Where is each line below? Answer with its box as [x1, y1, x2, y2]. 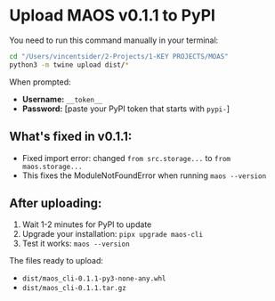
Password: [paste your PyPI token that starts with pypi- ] [21, 103, 230, 114]
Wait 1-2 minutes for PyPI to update [21, 219, 152, 230]
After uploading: [9, 195, 102, 210]
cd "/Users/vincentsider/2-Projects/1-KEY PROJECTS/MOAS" [9, 52, 229, 61]
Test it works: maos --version [21, 238, 131, 249]
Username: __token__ [21, 94, 103, 104]
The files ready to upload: [9, 256, 104, 266]
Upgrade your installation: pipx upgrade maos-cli [21, 229, 203, 240]
